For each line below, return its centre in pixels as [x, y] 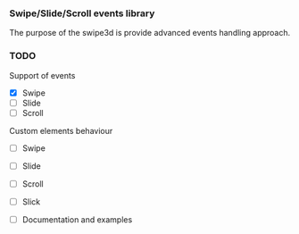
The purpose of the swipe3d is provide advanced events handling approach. [150, 33]
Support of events [42, 75]
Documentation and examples [77, 220]
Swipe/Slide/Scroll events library [82, 13]
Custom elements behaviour [61, 130]
